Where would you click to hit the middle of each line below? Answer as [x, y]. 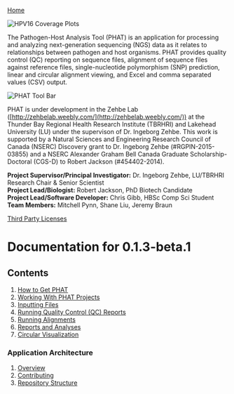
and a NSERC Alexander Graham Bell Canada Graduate [109, 154]
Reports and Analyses [49, 327]
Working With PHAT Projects [58, 297]
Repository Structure [47, 383]
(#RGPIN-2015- [193, 146]
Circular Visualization [48, 334]
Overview [31, 368]
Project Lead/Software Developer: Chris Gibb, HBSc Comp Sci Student [111, 197]
